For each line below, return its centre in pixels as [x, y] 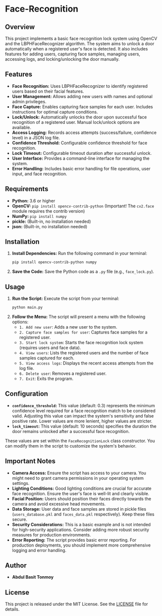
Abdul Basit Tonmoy [33, 577]
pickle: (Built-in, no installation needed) [51, 221]
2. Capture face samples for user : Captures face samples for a [83, 332]
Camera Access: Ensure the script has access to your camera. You [79, 473]
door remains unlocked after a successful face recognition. [71, 431]
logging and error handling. [39, 550]
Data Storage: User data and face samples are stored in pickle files [79, 509]
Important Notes [30, 461]
